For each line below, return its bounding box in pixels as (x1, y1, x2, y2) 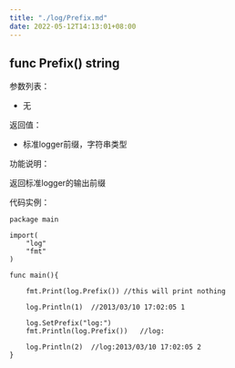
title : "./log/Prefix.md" (9, 13, 107, 23)
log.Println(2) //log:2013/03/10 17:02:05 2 (26, 342, 202, 352)
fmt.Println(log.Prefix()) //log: (26, 327, 166, 336)
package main (9, 215, 59, 224)
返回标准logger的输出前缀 (9, 178, 107, 189)
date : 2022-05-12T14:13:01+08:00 (9, 22, 137, 31)
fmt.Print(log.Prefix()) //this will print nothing (26, 287, 226, 296)
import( (9, 231, 39, 240)
